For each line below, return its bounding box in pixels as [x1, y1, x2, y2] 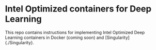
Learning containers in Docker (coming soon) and [5, 35, 104, 40]
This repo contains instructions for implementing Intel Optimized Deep [5, 29, 145, 35]
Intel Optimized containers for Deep [5, 3, 152, 14]
